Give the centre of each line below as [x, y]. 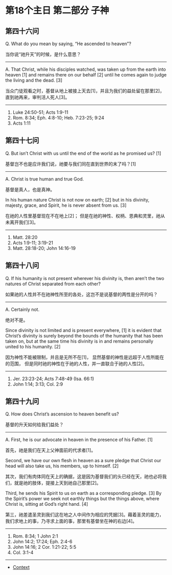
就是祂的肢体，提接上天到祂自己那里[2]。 [58, 483]
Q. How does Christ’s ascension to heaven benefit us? [62, 414]
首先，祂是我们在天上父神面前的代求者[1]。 [50, 450]
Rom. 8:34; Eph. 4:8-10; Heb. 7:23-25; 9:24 [58, 118]
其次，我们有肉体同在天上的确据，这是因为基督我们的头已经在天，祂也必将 [84, 477]
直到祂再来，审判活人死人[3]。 [38, 97]
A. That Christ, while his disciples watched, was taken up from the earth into [86, 69]
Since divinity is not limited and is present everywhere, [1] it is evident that [83, 330]
